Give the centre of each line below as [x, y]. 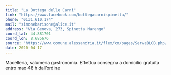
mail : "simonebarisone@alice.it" [41, 24]
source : [13, 43]
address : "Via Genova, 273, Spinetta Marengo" [55, 29]
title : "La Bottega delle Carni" [41, 10]
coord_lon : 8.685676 [27, 39]
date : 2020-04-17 [24, 48]
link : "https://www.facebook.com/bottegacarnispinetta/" [67, 15]
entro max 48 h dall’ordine [33, 68]
